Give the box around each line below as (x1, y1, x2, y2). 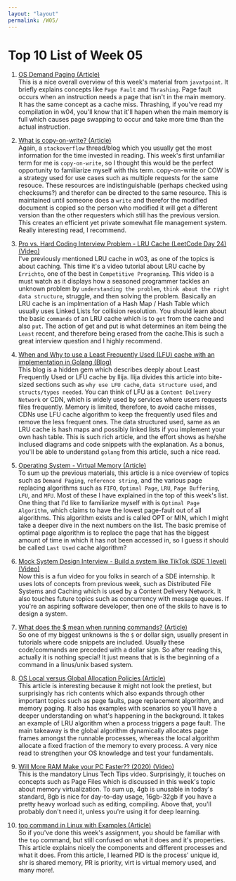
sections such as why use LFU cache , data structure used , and (35, 381, 217, 389)
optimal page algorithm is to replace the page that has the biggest (18, 528, 209, 537)
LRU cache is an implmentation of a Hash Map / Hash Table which (18, 300, 210, 308)
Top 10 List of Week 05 (8, 47, 143, 63)
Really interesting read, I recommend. (18, 226, 127, 234)
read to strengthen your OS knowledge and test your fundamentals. (18, 749, 214, 757)
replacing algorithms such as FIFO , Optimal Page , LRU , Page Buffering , (18, 483, 220, 493)
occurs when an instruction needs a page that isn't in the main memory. (18, 93, 226, 101)
